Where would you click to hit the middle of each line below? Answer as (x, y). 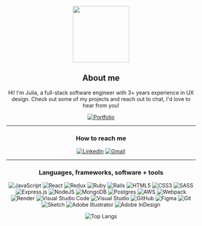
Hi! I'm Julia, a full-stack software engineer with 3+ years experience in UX (101, 93)
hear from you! (101, 105)
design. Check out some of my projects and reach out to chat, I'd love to (101, 99)
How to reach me (101, 138)
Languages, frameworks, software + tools (101, 173)
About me (101, 78)
